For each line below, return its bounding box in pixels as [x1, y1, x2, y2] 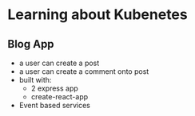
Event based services [18, 101, 91, 110]
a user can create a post [18, 58, 100, 68]
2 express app [30, 83, 79, 93]
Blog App [7, 37, 54, 51]
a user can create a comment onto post [18, 67, 149, 76]
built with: [18, 75, 52, 84]
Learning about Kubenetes [7, 6, 189, 24]
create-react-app [30, 92, 89, 101]
